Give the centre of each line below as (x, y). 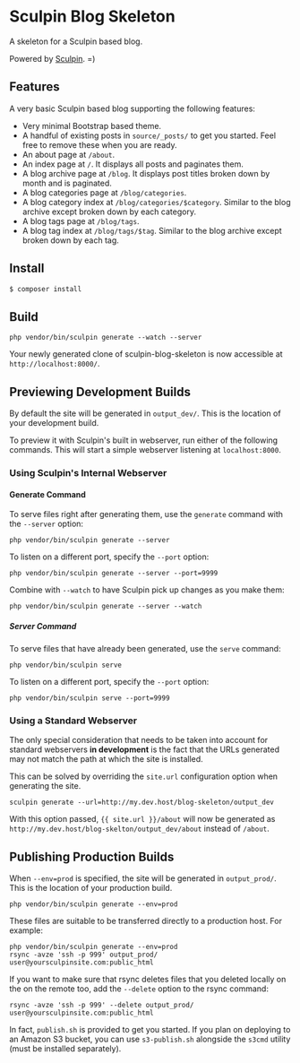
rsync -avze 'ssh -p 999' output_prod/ (84, 955)
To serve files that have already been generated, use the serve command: (145, 649)
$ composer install (46, 289)
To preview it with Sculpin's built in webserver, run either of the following (144, 440)
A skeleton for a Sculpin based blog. (76, 41)
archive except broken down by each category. (109, 212)
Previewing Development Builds (100, 392)
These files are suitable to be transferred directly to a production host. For (146, 921)
